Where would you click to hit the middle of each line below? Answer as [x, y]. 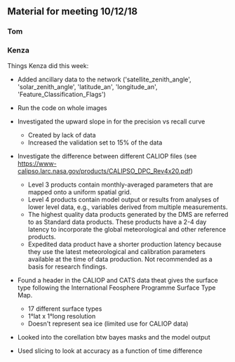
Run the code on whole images [62, 107]
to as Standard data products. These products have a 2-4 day [117, 222]
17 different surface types [65, 309]
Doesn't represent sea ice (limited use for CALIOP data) [108, 323]
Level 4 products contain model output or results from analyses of [123, 199]
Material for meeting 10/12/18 [73, 12]
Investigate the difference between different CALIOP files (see [107, 156]
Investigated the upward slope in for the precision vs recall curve [111, 121]
